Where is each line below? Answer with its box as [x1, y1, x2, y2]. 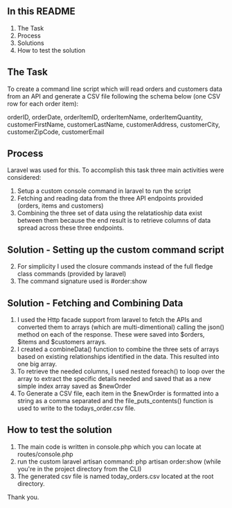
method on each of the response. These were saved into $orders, [17, 330, 205, 339]
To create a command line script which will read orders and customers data [7, 85, 223, 93]
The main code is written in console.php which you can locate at [17, 442, 202, 450]
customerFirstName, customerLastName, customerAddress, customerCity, [7, 120, 220, 128]
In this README [7, 6, 75, 17]
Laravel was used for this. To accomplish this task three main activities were [7, 166, 224, 174]
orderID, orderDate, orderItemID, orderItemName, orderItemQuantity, [7, 112, 203, 121]
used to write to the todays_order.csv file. [17, 404, 136, 412]
